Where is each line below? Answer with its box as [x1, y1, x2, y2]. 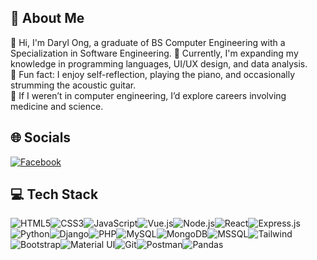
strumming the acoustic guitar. [10, 79, 137, 91]
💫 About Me [10, 10, 85, 27]
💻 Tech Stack [10, 186, 99, 203]
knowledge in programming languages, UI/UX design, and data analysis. [10, 57, 308, 70]
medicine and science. [10, 100, 104, 112]
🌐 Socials [10, 129, 72, 146]
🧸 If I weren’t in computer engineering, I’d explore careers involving [10, 89, 287, 101]
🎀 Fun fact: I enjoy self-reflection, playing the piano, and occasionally [10, 68, 296, 80]
